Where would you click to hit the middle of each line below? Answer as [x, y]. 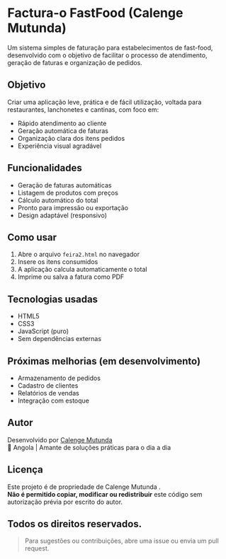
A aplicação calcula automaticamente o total [82, 270]
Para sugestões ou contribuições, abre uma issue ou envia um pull [122, 541]
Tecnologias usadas [52, 299]
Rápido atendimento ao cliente [62, 123]
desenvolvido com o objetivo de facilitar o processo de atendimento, [107, 55]
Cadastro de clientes [48, 386]
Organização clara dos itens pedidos [71, 138]
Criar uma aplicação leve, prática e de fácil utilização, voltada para [104, 102]
